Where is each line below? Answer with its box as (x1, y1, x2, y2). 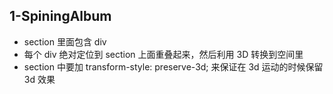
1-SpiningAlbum (9, 8, 112, 25)
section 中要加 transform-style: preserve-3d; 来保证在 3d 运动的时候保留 (23, 60, 324, 73)
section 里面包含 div (23, 35, 107, 48)
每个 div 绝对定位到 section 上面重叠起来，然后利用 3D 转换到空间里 (23, 48, 304, 60)
